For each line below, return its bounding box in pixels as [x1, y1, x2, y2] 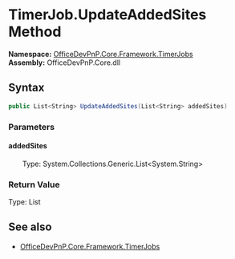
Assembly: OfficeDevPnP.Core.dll [8, 58, 121, 67]
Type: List [8, 197, 42, 207]
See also [8, 221, 52, 234]
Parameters [8, 121, 55, 132]
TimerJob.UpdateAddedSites [8, 6, 207, 24]
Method [8, 22, 62, 41]
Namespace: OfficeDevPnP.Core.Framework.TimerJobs [8, 49, 194, 59]
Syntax [8, 81, 45, 95]
